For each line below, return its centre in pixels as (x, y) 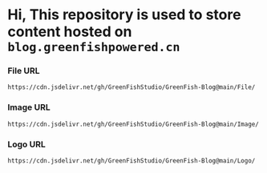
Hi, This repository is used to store (124, 15)
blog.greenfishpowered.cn (94, 48)
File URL (24, 71)
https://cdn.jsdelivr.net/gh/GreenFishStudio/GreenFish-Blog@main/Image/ (133, 124)
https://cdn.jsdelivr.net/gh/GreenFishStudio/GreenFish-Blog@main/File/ (131, 87)
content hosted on (70, 32)
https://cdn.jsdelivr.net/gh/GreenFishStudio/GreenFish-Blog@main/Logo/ (131, 161)
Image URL (29, 107)
